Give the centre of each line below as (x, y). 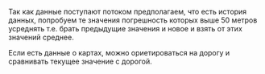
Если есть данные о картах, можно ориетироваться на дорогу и (119, 53)
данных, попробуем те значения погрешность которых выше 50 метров (133, 20)
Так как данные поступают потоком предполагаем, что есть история (128, 12)
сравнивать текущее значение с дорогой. (81, 61)
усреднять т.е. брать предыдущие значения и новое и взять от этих (126, 29)
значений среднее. (41, 37)
